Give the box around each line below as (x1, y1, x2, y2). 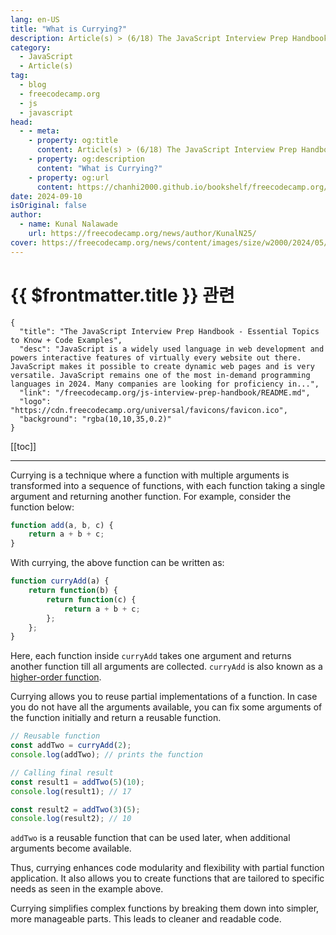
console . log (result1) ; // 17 (10, 786, 132, 796)
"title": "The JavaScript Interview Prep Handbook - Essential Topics (19, 326, 320, 336)
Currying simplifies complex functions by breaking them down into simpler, (10, 902, 320, 915)
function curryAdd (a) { (10, 576, 110, 586)
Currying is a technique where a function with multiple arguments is (10, 469, 290, 481)
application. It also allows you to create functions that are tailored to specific (10, 872, 325, 885)
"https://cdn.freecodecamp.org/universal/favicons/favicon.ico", (10, 405, 288, 415)
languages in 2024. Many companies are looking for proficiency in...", (10, 379, 320, 389)
